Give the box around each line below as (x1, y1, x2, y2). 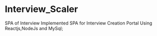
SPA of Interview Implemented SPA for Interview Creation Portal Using (5, 20, 152, 26)
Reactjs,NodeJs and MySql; (5, 25, 63, 31)
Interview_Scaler (5, 3, 78, 15)
